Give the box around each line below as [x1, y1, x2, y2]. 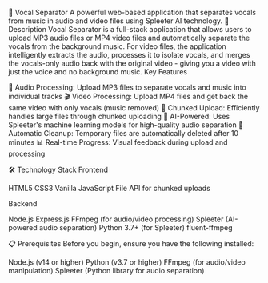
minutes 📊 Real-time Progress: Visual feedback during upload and [8, 138, 228, 147]
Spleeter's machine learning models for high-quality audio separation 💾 [8, 120, 244, 130]
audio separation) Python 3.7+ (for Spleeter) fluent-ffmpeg [38, 223, 234, 232]
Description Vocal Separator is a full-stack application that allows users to [8, 25, 252, 34]
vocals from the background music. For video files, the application [8, 42, 226, 51]
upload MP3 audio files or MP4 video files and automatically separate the [8, 33, 250, 42]
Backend [8, 199, 38, 208]
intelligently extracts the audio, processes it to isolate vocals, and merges [8, 50, 250, 59]
